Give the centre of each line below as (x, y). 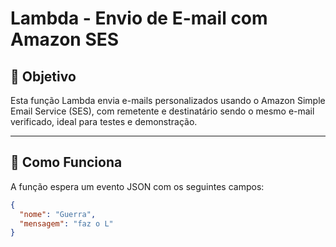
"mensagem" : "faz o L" (66, 223)
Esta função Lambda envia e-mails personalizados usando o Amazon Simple (168, 100)
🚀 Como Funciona (66, 162)
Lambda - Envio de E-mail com (139, 18)
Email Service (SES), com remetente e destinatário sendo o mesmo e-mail (162, 111)
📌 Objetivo (43, 76)
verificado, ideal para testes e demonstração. (104, 121)
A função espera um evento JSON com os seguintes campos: (137, 186)
